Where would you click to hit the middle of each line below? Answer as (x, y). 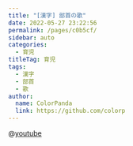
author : (21, 96)
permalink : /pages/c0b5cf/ (53, 30)
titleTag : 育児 (32, 60)
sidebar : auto (32, 37)
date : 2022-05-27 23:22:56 (53, 23)
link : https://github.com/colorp (70, 111)
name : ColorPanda (44, 103)
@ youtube (25, 133)
